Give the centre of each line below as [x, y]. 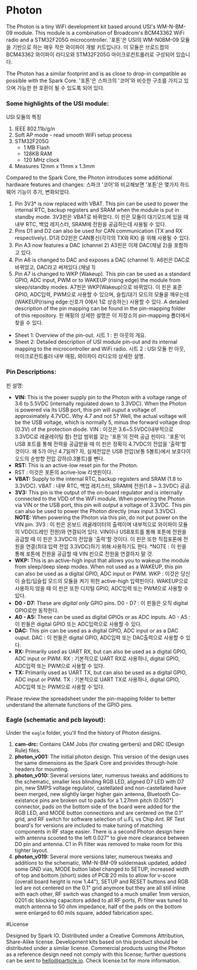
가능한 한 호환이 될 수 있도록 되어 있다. [61, 88]
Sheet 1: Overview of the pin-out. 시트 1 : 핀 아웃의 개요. [80, 335]
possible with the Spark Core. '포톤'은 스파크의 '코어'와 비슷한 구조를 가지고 [94, 81]
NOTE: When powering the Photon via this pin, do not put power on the [101, 517]
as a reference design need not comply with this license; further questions [96, 954]
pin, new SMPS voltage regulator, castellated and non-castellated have [100, 788]
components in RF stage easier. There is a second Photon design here [100, 831]
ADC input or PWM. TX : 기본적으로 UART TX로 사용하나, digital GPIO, [97, 679]
